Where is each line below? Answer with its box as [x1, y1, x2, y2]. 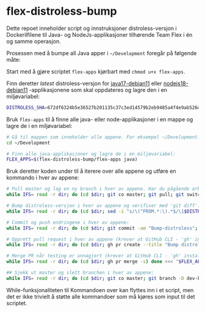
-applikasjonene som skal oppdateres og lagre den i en [29, 86, 168, 93]
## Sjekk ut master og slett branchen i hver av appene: [6, 270, 154, 276]
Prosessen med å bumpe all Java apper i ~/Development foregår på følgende [6, 49, 197, 56]
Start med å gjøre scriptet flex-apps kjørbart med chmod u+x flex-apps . [6, 67, 185, 75]
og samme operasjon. [6, 37, 61, 45]
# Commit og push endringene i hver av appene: [6, 219, 130, 225]
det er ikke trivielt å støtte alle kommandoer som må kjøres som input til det [6, 293, 195, 300]
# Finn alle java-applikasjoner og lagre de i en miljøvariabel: [6, 151, 176, 157]
